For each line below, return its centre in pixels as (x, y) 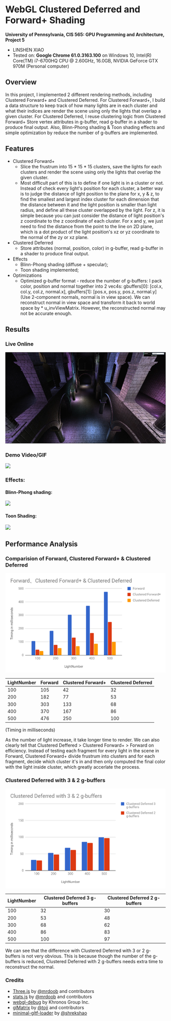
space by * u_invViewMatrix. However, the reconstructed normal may (93, 308)
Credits (15, 980)
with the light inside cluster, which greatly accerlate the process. (73, 767)
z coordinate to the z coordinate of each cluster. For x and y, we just (92, 221)
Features (20, 149)
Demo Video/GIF (26, 455)
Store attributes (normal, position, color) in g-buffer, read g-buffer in (92, 248)
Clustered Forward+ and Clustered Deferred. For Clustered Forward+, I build (85, 100)
